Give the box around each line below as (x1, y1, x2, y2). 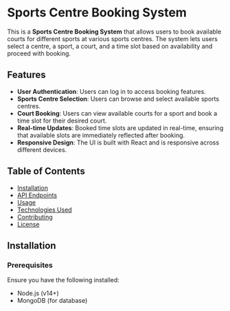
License (16, 220, 40, 228)
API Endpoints (16, 190, 57, 199)
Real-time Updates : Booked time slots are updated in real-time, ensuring (16, 123, 224, 132)
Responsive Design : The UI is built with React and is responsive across (16, 138, 220, 147)
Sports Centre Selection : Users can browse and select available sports (16, 95, 220, 103)
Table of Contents (7, 166, 86, 177)
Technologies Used (16, 206, 72, 214)
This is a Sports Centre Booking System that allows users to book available (7, 27, 222, 36)
